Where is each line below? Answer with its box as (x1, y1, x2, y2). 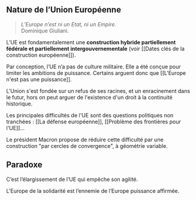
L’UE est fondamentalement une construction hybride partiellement (6, 38, 176, 46)
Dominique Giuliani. (20, 27, 70, 34)
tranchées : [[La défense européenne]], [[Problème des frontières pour (6, 118, 181, 125)
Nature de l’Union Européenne (6, 5, 122, 15)
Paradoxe (6, 160, 43, 170)
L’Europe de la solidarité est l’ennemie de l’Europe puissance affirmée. (6, 187, 180, 194)
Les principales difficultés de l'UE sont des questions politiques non (6, 111, 174, 119)
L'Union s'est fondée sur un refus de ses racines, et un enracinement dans (6, 87, 191, 95)
